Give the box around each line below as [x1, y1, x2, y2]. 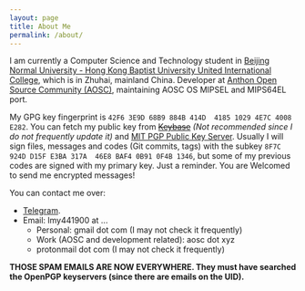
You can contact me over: [9, 188, 107, 199]
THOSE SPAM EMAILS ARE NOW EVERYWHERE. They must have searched [9, 262, 297, 273]
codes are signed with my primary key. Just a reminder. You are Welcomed [9, 161, 290, 171]
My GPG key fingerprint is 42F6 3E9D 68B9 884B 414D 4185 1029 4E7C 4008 [9, 111, 292, 123]
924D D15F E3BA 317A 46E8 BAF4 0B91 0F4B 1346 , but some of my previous [9, 151, 291, 161]
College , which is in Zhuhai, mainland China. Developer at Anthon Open [9, 75, 278, 86]
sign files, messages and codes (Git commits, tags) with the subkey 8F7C [9, 140, 281, 151]
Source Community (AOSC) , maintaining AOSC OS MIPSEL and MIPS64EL [9, 84, 287, 96]
